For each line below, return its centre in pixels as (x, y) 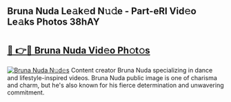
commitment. (26, 92)
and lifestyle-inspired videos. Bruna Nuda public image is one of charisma (112, 78)
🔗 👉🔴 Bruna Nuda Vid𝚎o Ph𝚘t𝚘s (79, 50)
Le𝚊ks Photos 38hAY (53, 22)
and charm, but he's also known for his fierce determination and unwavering (115, 85)
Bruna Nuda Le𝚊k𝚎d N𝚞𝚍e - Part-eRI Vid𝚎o (102, 11)
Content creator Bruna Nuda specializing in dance (142, 70)
